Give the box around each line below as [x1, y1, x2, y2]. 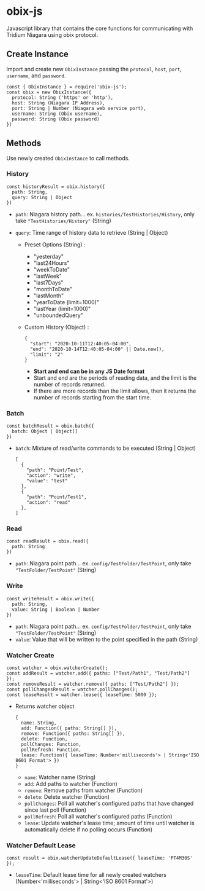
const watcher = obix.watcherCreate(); [6, 665, 108, 671]
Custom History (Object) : [24, 323, 89, 331]
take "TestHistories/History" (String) [15, 217, 111, 224]
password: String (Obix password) [12, 116, 100, 122]
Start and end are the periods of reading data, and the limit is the [33, 374, 197, 382]
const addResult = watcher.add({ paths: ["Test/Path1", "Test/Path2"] [6, 670, 190, 677]
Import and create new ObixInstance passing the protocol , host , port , [6, 65, 182, 73]
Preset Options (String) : [24, 241, 86, 248]
